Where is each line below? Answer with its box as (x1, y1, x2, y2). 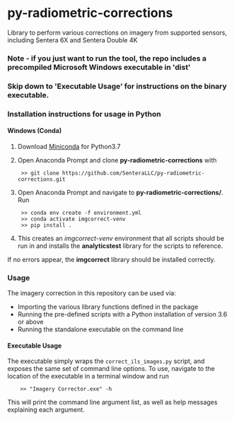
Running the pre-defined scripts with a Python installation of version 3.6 (17, 310, 228, 319)
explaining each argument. (7, 405, 85, 414)
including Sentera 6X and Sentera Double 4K (7, 35, 138, 44)
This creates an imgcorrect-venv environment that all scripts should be (17, 234, 225, 242)
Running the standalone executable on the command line (17, 325, 184, 333)
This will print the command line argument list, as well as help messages (7, 398, 218, 407)
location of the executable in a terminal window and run (7, 372, 170, 381)
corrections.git (17, 175, 66, 183)
